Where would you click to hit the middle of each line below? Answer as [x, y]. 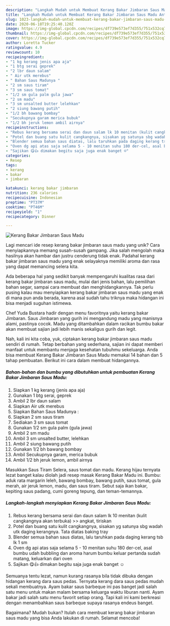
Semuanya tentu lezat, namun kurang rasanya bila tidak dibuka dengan [79, 576]
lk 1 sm [20, 543]
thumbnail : [17, 33]
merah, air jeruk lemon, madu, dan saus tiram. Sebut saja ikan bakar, [77, 486]
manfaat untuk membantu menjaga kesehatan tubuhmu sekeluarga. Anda [82, 350]
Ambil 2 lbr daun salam [37, 401]
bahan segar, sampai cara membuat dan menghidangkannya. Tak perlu [79, 287]
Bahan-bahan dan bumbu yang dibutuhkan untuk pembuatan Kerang [80, 372]
